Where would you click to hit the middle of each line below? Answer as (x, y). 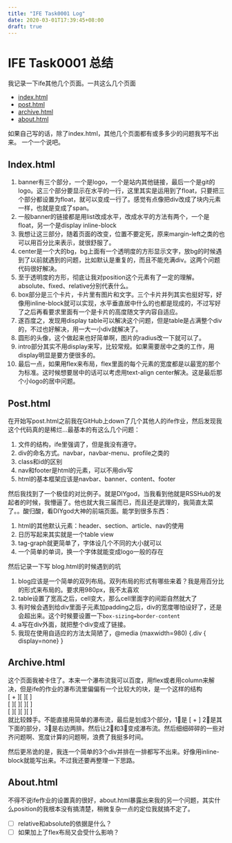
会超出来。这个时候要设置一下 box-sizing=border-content (99, 615)
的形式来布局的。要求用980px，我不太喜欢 (78, 589)
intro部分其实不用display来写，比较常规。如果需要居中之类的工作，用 (116, 346)
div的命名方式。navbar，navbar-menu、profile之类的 (94, 453)
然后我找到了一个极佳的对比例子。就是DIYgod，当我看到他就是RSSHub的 (112, 493)
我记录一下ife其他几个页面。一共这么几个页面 (72, 83)
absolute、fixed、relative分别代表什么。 (75, 286)
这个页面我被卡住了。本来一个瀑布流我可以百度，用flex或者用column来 (108, 680)
